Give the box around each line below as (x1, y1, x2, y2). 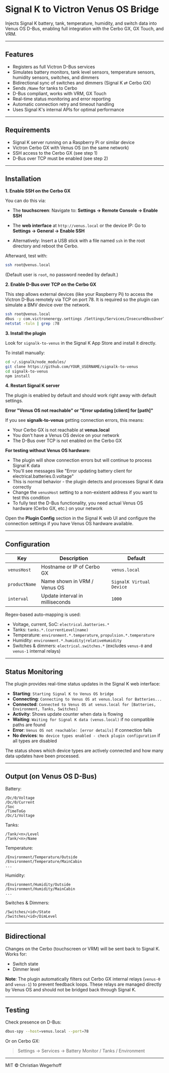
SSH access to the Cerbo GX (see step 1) (12, 150, 98, 156)
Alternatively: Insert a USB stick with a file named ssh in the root (12, 238, 145, 244)
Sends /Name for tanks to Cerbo (12, 85, 77, 91)
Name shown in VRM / (41, 578, 94, 585)
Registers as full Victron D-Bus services (12, 64, 96, 70)
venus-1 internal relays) (12, 648, 61, 654)
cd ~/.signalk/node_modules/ (5, 359, 66, 364)
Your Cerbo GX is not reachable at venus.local (12, 427, 110, 433)
